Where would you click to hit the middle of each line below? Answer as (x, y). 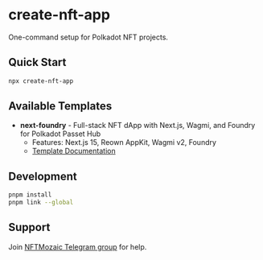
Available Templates (60, 106)
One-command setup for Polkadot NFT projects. (88, 37)
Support (29, 227)
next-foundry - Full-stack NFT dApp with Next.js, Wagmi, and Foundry (138, 126)
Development (43, 176)
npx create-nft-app (41, 81)
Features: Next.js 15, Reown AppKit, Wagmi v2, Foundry (124, 142)
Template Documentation (74, 151)
